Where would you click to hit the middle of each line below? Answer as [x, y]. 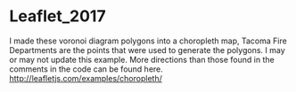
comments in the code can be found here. [86, 69]
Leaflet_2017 [58, 16]
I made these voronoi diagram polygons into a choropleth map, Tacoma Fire [148, 41]
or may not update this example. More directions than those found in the [142, 59]
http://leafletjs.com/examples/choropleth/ [86, 78]
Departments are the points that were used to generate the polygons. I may [147, 50]
